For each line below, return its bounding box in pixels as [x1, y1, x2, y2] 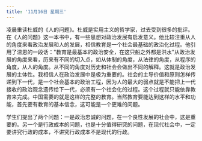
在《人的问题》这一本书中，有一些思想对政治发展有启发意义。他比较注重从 [6, 33, 191, 41]
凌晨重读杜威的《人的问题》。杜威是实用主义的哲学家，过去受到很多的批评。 [6, 26, 194, 33]
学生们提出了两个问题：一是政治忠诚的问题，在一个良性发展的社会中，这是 [6, 113, 191, 120]
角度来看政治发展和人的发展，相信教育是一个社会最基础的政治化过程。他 [11, 41, 191, 48]
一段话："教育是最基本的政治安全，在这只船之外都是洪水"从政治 [32, 48, 191, 56]
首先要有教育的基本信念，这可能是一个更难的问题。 [16, 100, 143, 108]
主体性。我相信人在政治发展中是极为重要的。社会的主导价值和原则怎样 [16, 70, 191, 78]
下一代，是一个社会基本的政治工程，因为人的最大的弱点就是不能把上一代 [16, 78, 196, 85]
